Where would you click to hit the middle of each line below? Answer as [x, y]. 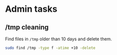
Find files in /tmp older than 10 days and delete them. [58, 39]
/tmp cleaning [27, 27]
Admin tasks [31, 9]
